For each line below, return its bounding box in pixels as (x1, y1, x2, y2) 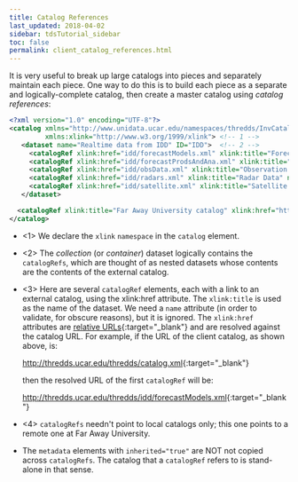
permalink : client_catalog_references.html (9, 46, 173, 55)
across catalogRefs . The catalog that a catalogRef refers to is (21, 454, 247, 465)
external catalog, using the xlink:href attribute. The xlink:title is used (21, 293, 282, 304)
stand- (247, 454, 273, 465)
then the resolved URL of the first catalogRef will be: (21, 375, 215, 385)
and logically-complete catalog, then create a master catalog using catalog (9, 90, 284, 100)
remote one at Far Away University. (21, 428, 151, 439)
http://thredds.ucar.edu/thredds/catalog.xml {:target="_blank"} (21, 357, 250, 368)
